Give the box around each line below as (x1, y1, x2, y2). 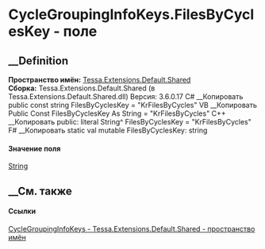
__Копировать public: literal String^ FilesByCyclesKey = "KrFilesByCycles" (8, 117, 252, 126)
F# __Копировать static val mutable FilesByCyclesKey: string (8, 125, 208, 135)
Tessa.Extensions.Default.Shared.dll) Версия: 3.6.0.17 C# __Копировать (8, 92, 244, 101)
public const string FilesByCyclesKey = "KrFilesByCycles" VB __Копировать (8, 101, 258, 109)
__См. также (8, 184, 73, 197)
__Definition (8, 54, 69, 67)
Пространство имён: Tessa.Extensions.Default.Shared (8, 75, 191, 84)
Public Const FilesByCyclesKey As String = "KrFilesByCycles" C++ (8, 109, 226, 118)
